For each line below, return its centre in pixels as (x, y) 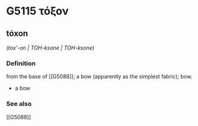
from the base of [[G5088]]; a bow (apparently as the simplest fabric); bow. (99, 77)
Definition (21, 63)
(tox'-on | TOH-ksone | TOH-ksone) (50, 48)
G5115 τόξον (37, 11)
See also (19, 104)
